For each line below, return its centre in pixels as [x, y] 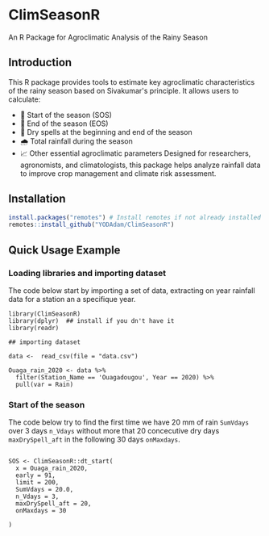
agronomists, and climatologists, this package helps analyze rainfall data [140, 165]
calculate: [25, 99]
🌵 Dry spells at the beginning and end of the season [106, 132]
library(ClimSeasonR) [45, 314]
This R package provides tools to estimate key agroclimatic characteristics [132, 82]
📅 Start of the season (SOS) [66, 115]
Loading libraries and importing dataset [87, 273]
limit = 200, [37, 483]
